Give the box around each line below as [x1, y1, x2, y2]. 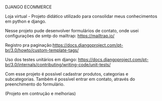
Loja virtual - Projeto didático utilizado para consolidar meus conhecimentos [5, 13, 158, 19]
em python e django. [5, 19, 47, 24]
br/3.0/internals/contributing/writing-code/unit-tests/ [5, 62, 111, 67]
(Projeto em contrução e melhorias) [5, 91, 76, 96]
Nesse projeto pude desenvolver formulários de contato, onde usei [5, 28, 139, 33]
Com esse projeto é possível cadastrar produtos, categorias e [5, 71, 129, 76]
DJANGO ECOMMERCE [5, 4, 52, 10]
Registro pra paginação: [5, 42, 53, 48]
